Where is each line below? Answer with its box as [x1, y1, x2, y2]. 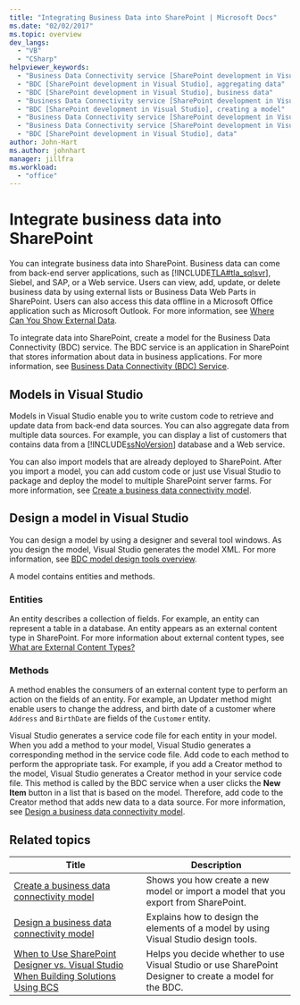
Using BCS [13, 981, 60, 993]
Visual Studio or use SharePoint [146, 959, 279, 971]
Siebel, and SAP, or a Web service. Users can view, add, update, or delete [9, 277, 281, 288]
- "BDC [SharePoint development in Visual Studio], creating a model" [17, 105, 286, 114]
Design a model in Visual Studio [9, 511, 189, 526]
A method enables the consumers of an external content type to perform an [9, 685, 288, 696]
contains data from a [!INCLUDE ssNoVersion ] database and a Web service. [9, 439, 286, 450]
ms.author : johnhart [9, 146, 87, 155]
